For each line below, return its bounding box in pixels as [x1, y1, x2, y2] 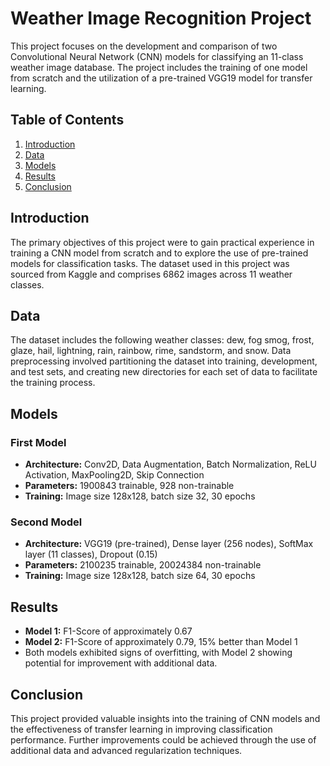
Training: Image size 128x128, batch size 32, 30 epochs [24, 490, 256, 502]
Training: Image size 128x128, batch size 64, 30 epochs [24, 570, 256, 582]
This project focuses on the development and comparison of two [10, 40, 278, 52]
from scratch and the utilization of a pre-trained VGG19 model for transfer [10, 72, 313, 84]
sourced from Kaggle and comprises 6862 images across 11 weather [10, 268, 293, 280]
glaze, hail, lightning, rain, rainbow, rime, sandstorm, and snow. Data [10, 345, 292, 357]
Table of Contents [10, 112, 125, 129]
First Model [10, 435, 67, 449]
